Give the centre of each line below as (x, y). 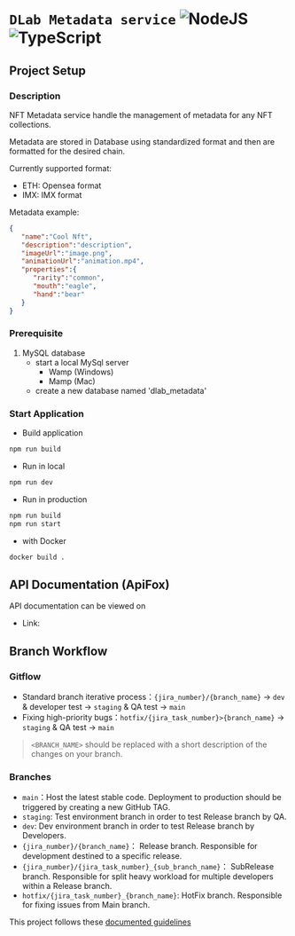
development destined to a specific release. (102, 856)
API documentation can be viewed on (78, 606)
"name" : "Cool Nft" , (57, 236)
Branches (30, 776)
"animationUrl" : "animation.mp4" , (82, 262)
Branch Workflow (58, 651)
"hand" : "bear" (59, 294)
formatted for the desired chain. (67, 151)
